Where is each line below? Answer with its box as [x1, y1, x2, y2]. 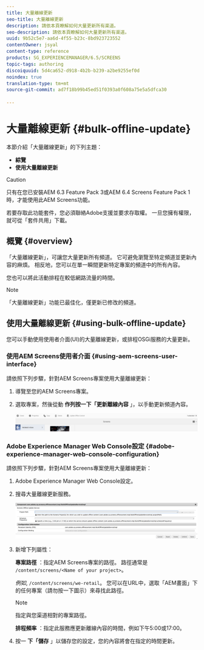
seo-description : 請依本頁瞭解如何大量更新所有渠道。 [6, 29, 129, 35]
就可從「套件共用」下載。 [6, 216, 70, 224]
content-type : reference [6, 49, 69, 55]
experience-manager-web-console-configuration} [6, 450, 160, 458]
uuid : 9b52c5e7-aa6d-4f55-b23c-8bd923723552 [6, 35, 121, 42]
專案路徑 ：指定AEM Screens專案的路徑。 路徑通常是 [15, 558, 148, 565]
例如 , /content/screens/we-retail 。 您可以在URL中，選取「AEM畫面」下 [15, 579, 198, 586]
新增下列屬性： [15, 545, 53, 553]
